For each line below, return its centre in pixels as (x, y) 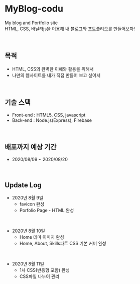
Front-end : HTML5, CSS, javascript (49, 115)
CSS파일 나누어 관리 (39, 276)
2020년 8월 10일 (29, 231)
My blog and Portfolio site (31, 23)
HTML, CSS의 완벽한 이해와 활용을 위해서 (53, 69)
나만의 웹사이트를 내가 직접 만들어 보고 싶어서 (56, 75)
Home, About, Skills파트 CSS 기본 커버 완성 (63, 243)
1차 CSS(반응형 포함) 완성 (44, 270)
